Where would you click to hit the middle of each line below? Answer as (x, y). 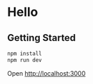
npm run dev (24, 60)
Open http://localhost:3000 (46, 73)
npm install (24, 53)
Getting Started (42, 38)
